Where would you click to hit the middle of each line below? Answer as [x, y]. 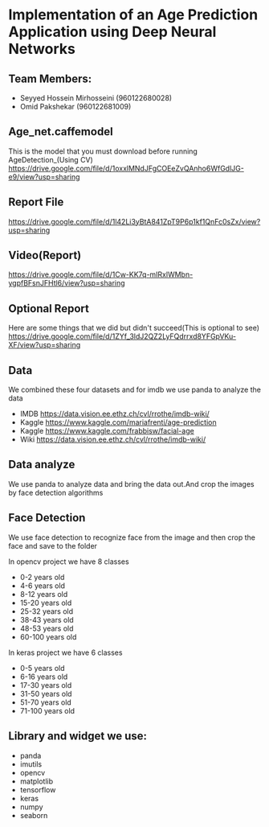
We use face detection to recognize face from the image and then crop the [132, 537]
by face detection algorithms [56, 492]
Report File [36, 202]
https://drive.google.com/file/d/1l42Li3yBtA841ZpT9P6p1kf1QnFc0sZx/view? [134, 221]
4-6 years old [43, 586]
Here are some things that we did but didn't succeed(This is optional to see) [134, 328]
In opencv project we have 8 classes [69, 562]
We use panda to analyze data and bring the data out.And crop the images [131, 483]
